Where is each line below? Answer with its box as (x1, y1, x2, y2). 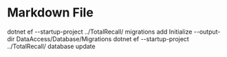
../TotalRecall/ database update (7, 42, 96, 50)
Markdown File (7, 5, 94, 21)
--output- (193, 27, 221, 36)
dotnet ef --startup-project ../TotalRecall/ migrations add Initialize (7, 27, 193, 36)
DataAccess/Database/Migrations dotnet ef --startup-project (16, 34, 189, 43)
